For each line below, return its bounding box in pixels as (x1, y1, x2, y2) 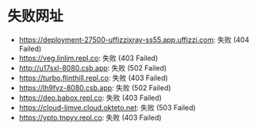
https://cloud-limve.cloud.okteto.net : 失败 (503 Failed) (18, 102, 196, 112)
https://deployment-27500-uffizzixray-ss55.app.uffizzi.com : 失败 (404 (18, 35, 250, 44)
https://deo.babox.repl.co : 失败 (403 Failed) (18, 93, 162, 102)
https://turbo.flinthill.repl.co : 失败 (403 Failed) (18, 73, 168, 82)
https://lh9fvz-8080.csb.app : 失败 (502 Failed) (18, 82, 171, 92)
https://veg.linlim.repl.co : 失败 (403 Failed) (18, 53, 159, 63)
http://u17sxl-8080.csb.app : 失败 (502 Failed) (18, 63, 167, 72)
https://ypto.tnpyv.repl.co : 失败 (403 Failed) (18, 113, 162, 122)
